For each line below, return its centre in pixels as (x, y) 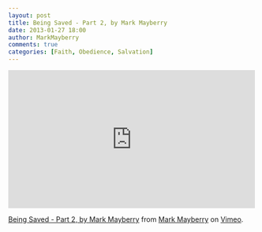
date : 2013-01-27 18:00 (47, 30)
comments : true (33, 45)
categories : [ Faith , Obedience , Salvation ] (81, 52)
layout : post (30, 15)
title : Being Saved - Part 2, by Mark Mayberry (88, 23)
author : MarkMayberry (44, 37)
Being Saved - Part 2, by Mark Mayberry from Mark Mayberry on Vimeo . (126, 219)
